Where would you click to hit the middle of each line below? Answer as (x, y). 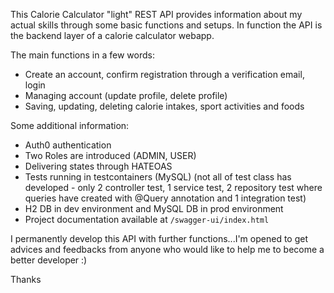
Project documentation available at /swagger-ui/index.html (147, 219)
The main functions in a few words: (82, 55)
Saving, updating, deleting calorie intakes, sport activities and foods (164, 106)
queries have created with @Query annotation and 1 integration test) (165, 198)
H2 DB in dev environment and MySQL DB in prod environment (154, 208)
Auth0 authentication (68, 145)
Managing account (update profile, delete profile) (126, 95)
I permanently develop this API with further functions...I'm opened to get (159, 238)
